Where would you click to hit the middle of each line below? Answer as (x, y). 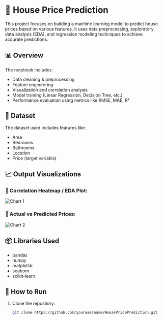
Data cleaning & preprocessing (43, 79)
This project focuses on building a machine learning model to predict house (81, 24)
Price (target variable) (34, 158)
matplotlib (22, 266)
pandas (20, 255)
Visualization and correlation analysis (50, 90)
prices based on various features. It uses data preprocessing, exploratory (79, 29)
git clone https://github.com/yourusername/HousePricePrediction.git (85, 313)
